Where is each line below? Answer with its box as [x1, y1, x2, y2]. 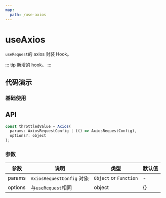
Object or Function [94, 175, 138, 182]
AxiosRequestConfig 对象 [30, 175, 90, 182]
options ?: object [10, 133, 47, 138]
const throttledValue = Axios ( [5, 124, 71, 129]
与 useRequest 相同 [30, 184, 72, 191]
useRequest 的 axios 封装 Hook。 [5, 51, 72, 57]
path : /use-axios [10, 12, 47, 17]
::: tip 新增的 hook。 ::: [5, 62, 52, 68]
